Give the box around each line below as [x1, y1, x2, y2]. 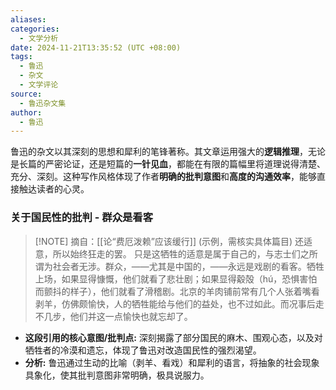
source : [10, 89, 43, 99]
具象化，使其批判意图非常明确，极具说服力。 [24, 369, 210, 381]
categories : [10, 24, 60, 34]
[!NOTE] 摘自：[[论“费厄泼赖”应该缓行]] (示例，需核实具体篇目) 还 [34, 235, 305, 247]
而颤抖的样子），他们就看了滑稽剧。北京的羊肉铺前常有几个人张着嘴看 [34, 285, 320, 297]
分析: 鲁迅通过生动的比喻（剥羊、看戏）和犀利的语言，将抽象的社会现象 [24, 356, 320, 368]
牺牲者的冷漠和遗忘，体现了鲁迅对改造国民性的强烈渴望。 [24, 344, 262, 356]
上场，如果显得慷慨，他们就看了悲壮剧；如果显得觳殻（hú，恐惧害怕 [34, 272, 318, 285]
